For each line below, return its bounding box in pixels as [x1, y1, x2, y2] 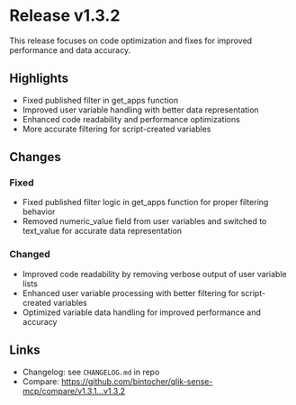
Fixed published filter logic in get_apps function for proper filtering [22, 197, 269, 208]
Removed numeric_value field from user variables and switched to [22, 216, 267, 227]
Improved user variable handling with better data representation [22, 104, 259, 115]
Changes [9, 149, 61, 165]
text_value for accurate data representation [22, 226, 183, 237]
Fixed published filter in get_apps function [22, 94, 178, 105]
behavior [22, 206, 56, 217]
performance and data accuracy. [9, 44, 131, 55]
